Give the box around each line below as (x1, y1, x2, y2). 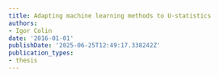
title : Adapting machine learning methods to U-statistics (8, 11, 212, 20)
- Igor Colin (8, 26, 53, 34)
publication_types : (8, 49, 74, 57)
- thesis (8, 57, 38, 65)
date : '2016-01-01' (8, 34, 74, 43)
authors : (8, 19, 38, 27)
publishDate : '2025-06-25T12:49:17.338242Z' (8, 42, 161, 50)
